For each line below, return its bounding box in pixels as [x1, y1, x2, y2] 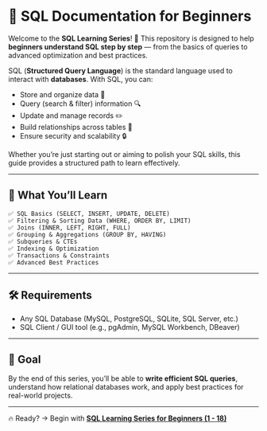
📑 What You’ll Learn [8, 189, 108, 202]
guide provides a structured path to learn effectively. [8, 158, 180, 167]
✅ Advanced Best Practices [8, 258, 99, 266]
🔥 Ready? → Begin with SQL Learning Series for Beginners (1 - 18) [8, 413, 227, 423]
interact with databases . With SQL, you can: [8, 74, 153, 84]
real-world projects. [8, 390, 73, 401]
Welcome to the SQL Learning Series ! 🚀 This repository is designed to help [8, 33, 254, 43]
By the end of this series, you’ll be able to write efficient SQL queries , [8, 374, 238, 383]
